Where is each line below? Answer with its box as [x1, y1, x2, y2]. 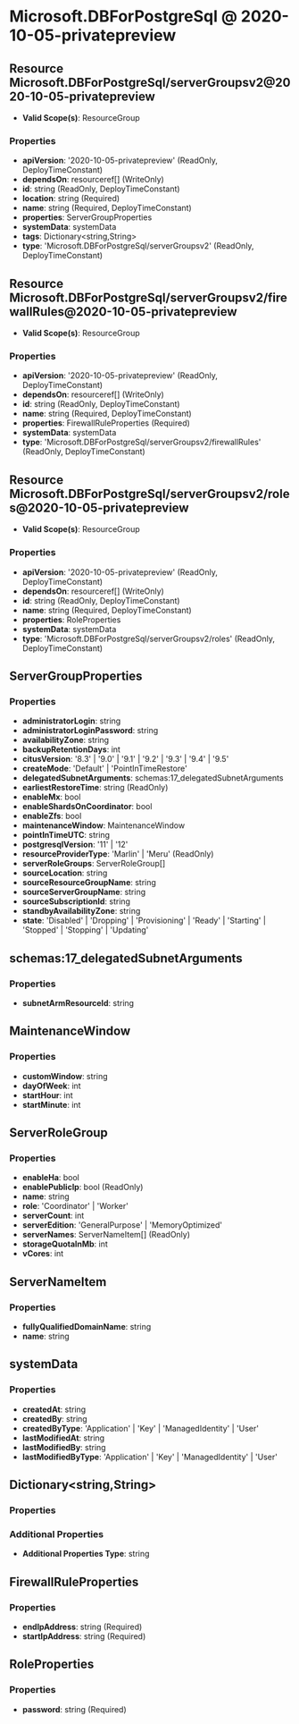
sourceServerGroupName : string [21, 887, 146, 898]
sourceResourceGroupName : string [21, 877, 156, 888]
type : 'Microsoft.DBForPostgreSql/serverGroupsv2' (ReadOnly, [21, 241, 254, 251]
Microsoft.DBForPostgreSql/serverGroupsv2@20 [9, 74, 291, 90]
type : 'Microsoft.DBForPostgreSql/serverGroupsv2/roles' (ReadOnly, [21, 633, 275, 644]
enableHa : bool [21, 1172, 80, 1183]
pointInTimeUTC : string [21, 830, 110, 841]
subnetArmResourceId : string [21, 997, 135, 1008]
